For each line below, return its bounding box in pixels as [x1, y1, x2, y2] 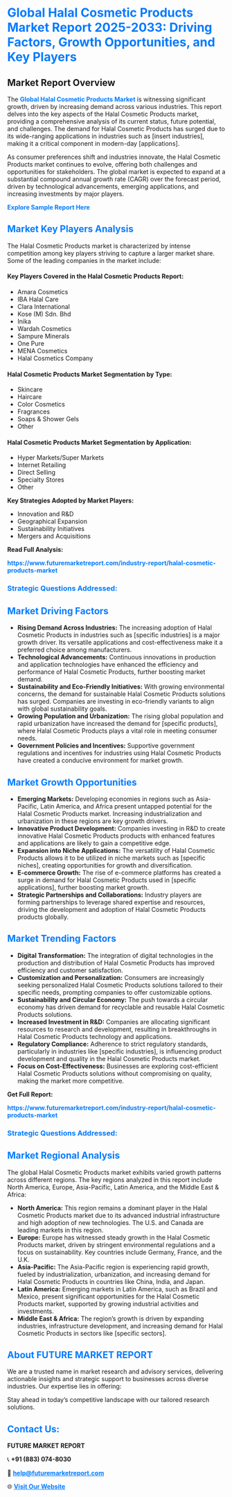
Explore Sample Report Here [7, 203, 90, 211]
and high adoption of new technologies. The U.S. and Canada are [17, 1218, 204, 1226]
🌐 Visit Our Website [7, 1482, 66, 1491]
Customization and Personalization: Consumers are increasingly [17, 973, 204, 981]
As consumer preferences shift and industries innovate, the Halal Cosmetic [7, 153, 221, 161]
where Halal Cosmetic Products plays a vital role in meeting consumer [17, 727, 217, 735]
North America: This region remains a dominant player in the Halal [17, 1203, 208, 1212]
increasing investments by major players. [7, 189, 125, 198]
